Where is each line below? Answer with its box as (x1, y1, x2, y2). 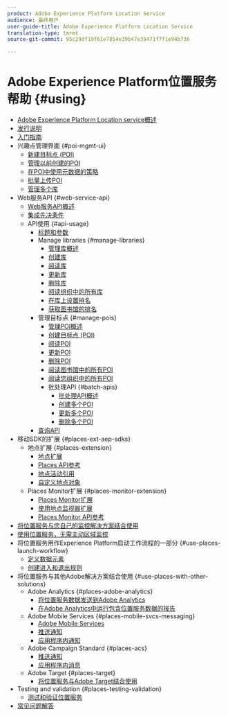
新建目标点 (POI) (27, 150, 75, 159)
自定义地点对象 (37, 478, 81, 487)
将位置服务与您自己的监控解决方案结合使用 (17, 521, 139, 530)
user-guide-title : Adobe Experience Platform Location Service (7, 23, 193, 30)
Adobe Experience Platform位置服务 (7, 74, 217, 90)
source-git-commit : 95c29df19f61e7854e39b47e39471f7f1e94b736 (7, 36, 190, 43)
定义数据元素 (27, 555, 64, 564)
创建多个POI (58, 400, 93, 409)
